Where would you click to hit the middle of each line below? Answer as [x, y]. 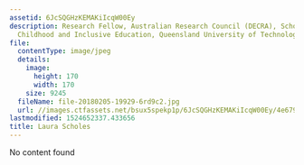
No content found [42, 152]
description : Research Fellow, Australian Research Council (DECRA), [143, 26]
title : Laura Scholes [50, 127]
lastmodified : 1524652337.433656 [72, 118]
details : [34, 60]
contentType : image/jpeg [64, 51]
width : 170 [54, 85]
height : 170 [56, 77]
